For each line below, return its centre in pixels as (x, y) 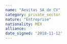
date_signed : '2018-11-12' (34, 33)
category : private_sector (33, 15)
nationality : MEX (24, 24)
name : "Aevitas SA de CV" (33, 10)
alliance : (16, 29)
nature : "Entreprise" (28, 19)
